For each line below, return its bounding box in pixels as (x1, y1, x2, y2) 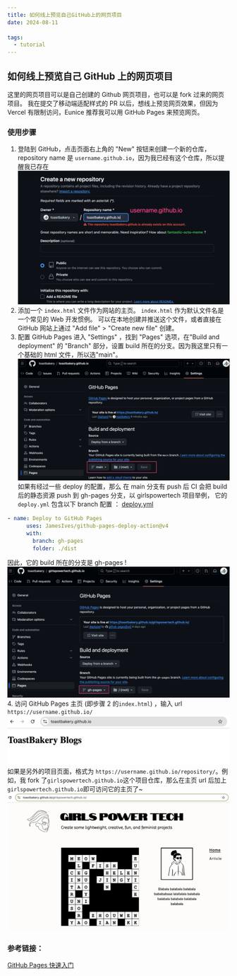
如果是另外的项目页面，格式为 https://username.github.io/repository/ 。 (7, 767, 222, 776)
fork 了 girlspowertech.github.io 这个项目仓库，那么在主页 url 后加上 (27, 776, 227, 785)
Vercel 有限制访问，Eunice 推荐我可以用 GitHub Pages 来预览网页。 (7, 108, 204, 116)
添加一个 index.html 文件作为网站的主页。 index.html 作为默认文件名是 (17, 306, 224, 314)
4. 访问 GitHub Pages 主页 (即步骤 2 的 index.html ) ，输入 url (7, 699, 183, 708)
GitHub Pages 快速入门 (7, 961, 74, 970)
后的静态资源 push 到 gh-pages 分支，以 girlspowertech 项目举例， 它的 (17, 491, 228, 500)
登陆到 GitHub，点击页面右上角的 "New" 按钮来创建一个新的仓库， (17, 145, 211, 154)
